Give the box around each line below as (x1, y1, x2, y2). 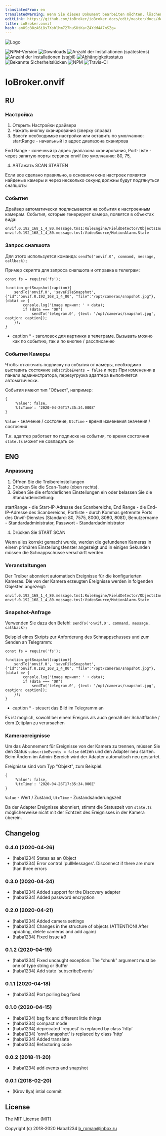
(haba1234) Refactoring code (12, 1041, 72, 1047)
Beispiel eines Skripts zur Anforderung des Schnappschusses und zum (5, 634, 150, 640)
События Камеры (5, 350, 50, 357)
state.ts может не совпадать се (5, 438, 74, 444)
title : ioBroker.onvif (5, 21, 52, 26)
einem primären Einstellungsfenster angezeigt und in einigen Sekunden (5, 544, 150, 550)
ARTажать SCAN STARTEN (12, 163, 68, 168)
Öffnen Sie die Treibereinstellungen (12, 479, 85, 484)
